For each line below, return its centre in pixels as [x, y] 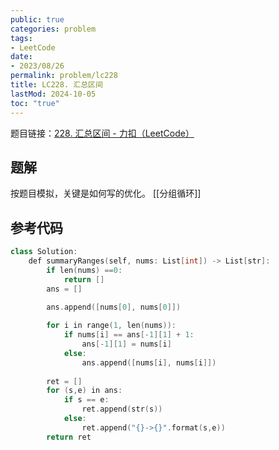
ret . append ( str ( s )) [122, 409]
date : [21, 57]
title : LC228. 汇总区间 [56, 85]
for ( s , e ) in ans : [84, 391]
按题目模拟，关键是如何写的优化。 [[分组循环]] [106, 193]
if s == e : [86, 400]
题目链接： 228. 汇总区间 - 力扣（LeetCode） [102, 133]
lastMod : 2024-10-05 [53, 94]
